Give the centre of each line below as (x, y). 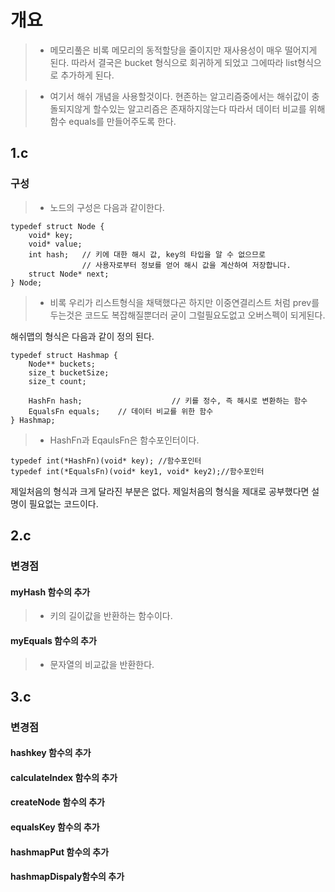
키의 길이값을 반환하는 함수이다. (111, 616)
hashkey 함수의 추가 (51, 753)
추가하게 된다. (87, 75)
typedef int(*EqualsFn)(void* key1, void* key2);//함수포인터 (137, 471)
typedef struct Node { (57, 226)
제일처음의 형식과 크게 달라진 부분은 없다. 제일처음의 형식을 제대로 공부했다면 (160, 491)
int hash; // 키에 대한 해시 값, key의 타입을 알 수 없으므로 (147, 254)
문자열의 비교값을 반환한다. (102, 665)
